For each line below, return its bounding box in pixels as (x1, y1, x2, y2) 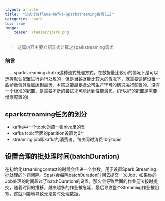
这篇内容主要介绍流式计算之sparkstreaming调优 (17, 44, 114, 50)
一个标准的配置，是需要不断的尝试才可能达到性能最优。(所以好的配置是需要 (5, 88, 158, 94)
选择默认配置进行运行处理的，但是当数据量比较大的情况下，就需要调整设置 (5, 76, 156, 82)
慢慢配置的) (5, 94, 28, 100)
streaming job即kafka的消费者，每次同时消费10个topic (12, 136, 122, 143)
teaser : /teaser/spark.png (14, 30, 69, 35)
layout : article (5, 7, 38, 12)
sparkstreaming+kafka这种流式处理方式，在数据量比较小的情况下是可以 (14, 70, 159, 76)
